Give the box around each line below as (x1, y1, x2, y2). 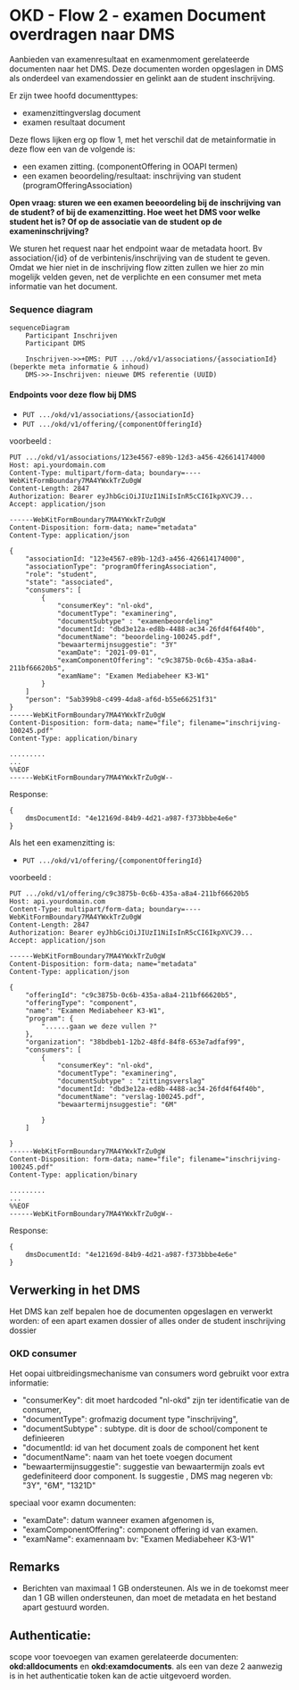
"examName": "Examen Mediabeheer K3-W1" (56, 671, 210, 681)
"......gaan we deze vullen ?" (41, 1022, 158, 1031)
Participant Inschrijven (25, 331, 118, 340)
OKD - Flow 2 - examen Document (9, 5, 266, 26)
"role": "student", (25, 570, 98, 579)
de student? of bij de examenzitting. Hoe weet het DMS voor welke (9, 206, 261, 217)
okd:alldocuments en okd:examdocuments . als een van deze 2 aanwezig (9, 1661, 283, 1672)
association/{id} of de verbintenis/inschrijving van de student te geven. (9, 252, 270, 263)
